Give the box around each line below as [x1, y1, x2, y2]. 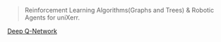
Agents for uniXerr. [24, 13, 80, 22]
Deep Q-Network [7, 27, 58, 35]
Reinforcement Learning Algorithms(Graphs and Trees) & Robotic [24, 6, 214, 14]
